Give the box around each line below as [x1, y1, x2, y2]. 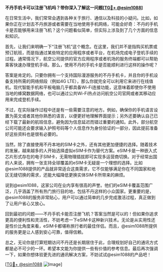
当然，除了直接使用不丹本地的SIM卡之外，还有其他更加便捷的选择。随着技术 [5, 142, 158, 147]
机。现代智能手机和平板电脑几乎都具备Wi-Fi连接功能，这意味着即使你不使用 [5, 85, 156, 90]
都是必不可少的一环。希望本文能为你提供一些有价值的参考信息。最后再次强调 [5, 246, 158, 251]
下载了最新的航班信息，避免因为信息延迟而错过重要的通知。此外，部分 [9, 119, 149, 125]
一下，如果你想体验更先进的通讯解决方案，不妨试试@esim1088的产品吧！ [5, 252, 152, 257]
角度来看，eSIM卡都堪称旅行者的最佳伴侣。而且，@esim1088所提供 [21, 223, 158, 229]
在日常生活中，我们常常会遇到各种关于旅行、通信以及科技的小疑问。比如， [5, 15, 154, 21]
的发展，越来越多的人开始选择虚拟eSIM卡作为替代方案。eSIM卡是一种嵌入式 [5, 148, 158, 153]
